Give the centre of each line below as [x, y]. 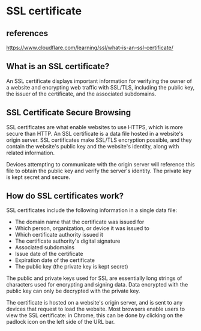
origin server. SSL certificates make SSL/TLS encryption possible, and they [99, 140]
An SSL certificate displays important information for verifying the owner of [99, 81]
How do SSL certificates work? [65, 196]
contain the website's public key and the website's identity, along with [93, 146]
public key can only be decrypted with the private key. [73, 291]
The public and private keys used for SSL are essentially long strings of [94, 278]
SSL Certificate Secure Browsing [69, 113]
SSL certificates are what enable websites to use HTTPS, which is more [94, 127]
